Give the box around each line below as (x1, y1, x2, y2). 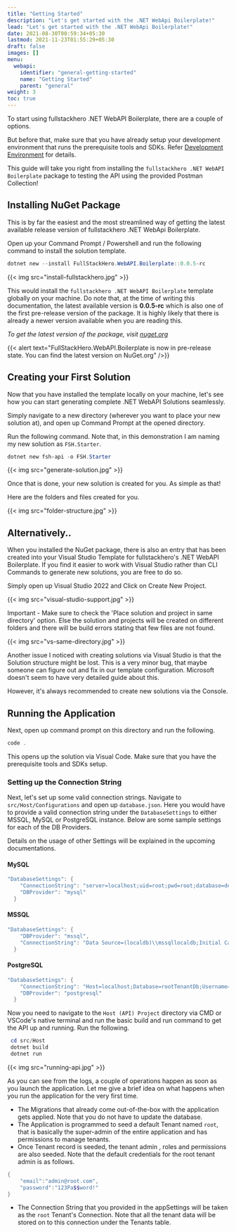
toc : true (7, 96, 37, 103)
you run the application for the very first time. (7, 1092, 138, 1100)
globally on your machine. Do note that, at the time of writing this (7, 294, 195, 302)
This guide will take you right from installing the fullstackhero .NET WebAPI (7, 164, 225, 172)
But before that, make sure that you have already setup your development (7, 136, 221, 144)
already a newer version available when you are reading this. (7, 316, 183, 325)
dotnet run (10, 1051, 42, 1058)
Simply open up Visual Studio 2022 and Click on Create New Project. (7, 582, 207, 590)
